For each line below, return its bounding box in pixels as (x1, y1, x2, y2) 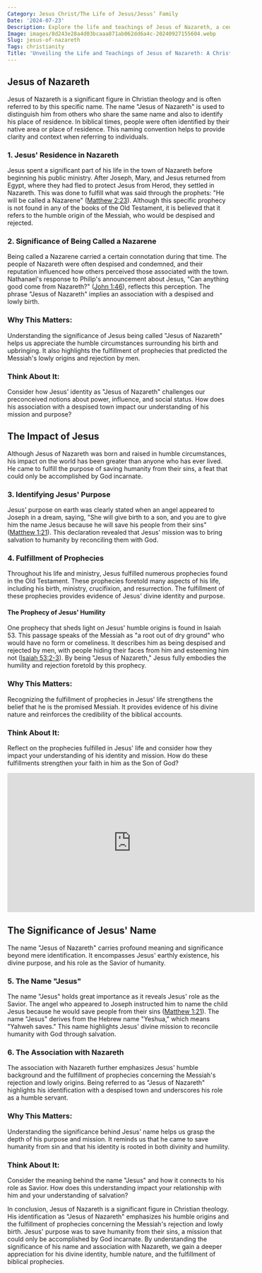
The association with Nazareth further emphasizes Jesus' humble (7, 1064, 199, 1072)
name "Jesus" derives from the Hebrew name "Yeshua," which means (7, 1015, 210, 1023)
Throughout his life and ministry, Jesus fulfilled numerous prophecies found (7, 569, 228, 578)
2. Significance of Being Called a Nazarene (7, 236, 157, 246)
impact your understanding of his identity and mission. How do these (7, 751, 208, 760)
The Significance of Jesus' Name (7, 924, 157, 937)
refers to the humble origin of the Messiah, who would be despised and (7, 211, 215, 219)
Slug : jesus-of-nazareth (7, 37, 81, 44)
